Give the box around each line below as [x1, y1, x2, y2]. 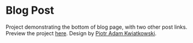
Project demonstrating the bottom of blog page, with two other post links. [5, 23, 188, 30]
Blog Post [5, 4, 55, 17]
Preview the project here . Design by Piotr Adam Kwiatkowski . [5, 29, 157, 36]
